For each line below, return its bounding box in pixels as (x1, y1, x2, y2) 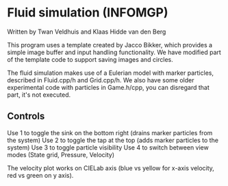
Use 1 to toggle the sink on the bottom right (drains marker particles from (7, 128, 213, 137)
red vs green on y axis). (7, 171, 74, 179)
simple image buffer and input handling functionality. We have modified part (7, 48, 221, 56)
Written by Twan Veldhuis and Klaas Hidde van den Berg (7, 27, 166, 36)
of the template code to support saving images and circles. (7, 55, 173, 63)
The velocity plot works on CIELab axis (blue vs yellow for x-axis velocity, (7, 163, 214, 172)
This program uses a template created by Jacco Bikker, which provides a (7, 40, 213, 49)
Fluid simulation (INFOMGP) (7, 5, 169, 21)
